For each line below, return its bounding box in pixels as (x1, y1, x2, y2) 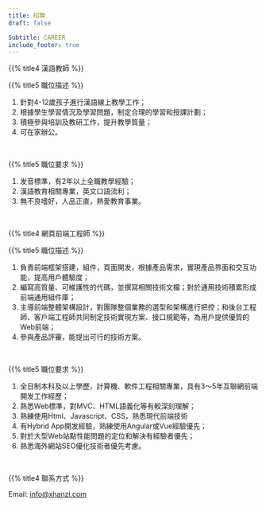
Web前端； (19, 322, 56, 332)
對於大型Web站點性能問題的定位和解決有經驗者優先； (19, 431, 195, 441)
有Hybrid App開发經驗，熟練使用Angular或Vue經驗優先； (19, 421, 208, 431)
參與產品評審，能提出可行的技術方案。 (19, 332, 145, 342)
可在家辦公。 (19, 127, 62, 137)
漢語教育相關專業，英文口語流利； (19, 186, 132, 196)
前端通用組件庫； (19, 292, 76, 302)
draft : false (8, 19, 52, 27)
